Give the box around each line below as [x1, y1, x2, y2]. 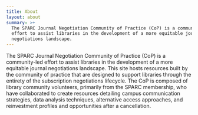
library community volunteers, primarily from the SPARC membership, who [6, 84, 187, 90]
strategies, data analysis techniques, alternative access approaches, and [6, 96, 183, 103]
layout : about [6, 14, 41, 20]
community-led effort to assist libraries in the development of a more [6, 58, 173, 65]
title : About [6, 8, 38, 15]
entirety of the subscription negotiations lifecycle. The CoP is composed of [6, 77, 188, 84]
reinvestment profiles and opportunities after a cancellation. [6, 103, 151, 109]
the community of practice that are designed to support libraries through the [6, 71, 192, 78]
